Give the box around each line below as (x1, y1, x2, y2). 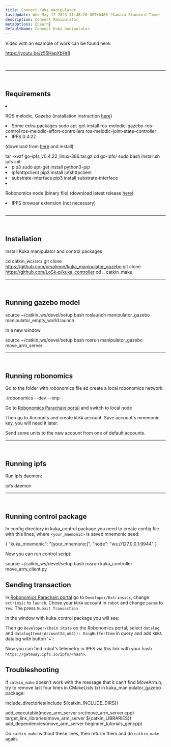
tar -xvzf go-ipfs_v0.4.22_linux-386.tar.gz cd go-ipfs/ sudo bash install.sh (5, 153, 160, 159)
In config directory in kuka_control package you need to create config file (5, 526, 159, 532)
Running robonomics (5, 371, 73, 380)
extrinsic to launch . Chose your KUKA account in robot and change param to (5, 599, 163, 606)
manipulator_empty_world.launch (5, 317, 75, 323)
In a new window (5, 327, 41, 333)
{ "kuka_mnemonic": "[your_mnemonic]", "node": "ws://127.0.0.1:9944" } (5, 541, 157, 547)
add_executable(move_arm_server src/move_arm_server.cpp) (5, 709, 134, 715)
